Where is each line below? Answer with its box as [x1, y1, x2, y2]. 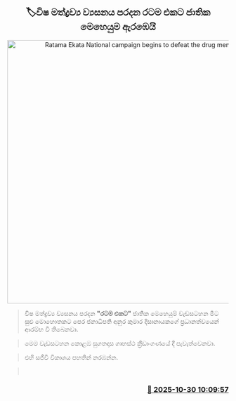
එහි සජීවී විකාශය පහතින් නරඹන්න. [24, 353, 118, 361]
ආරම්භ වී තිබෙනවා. [24, 324, 79, 333]
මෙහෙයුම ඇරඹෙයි [80, 21, 156, 33]
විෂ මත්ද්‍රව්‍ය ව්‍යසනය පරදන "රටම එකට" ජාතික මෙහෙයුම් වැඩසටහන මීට [24, 309, 219, 317]
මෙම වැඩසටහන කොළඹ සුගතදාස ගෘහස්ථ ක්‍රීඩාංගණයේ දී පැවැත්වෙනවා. [24, 338, 216, 347]
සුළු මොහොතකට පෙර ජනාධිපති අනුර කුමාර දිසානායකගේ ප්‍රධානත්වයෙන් [24, 317, 220, 325]
